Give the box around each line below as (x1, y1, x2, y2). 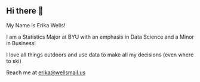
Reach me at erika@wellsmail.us (6, 69, 86, 76)
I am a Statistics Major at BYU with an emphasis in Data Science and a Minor (6, 33, 194, 40)
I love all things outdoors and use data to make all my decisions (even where (6, 51, 194, 58)
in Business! (6, 39, 36, 46)
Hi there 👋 (6, 6, 44, 16)
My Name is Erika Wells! (6, 21, 66, 29)
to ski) (6, 57, 22, 64)
